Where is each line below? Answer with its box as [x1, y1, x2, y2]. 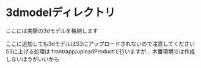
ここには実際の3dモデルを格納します [5, 27, 98, 34]
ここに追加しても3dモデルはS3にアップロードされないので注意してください [5, 40, 195, 47]
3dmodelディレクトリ [5, 6, 115, 20]
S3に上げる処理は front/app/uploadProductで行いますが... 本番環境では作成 [5, 47, 196, 55]
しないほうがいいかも [5, 55, 59, 62]
